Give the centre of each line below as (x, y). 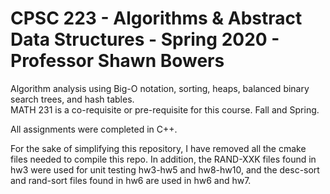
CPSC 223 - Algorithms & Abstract (156, 18)
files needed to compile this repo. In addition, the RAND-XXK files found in (163, 159)
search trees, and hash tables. (72, 99)
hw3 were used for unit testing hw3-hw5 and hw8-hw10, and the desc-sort (165, 169)
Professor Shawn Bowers (117, 61)
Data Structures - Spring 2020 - (145, 39)
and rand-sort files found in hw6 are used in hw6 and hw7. (131, 180)
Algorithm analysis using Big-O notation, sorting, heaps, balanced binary (160, 88)
